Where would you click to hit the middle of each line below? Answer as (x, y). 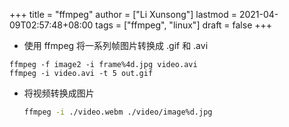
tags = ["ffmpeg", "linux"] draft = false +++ (184, 25)
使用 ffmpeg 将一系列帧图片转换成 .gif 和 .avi (116, 45)
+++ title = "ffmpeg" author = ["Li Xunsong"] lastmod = (123, 14)
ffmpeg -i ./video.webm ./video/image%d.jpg (118, 112)
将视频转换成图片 (59, 93)
